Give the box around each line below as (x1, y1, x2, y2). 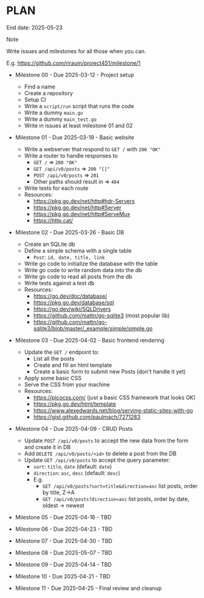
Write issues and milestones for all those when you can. (6, 47, 146, 55)
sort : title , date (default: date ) (33, 463, 113, 470)
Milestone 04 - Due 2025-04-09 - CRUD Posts (15, 425, 133, 432)
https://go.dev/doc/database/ (33, 292, 108, 300)
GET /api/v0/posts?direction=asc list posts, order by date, (42, 495, 190, 502)
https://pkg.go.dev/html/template (33, 400, 116, 408)
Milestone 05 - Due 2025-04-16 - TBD (15, 513, 111, 521)
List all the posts (33, 355, 75, 362)
